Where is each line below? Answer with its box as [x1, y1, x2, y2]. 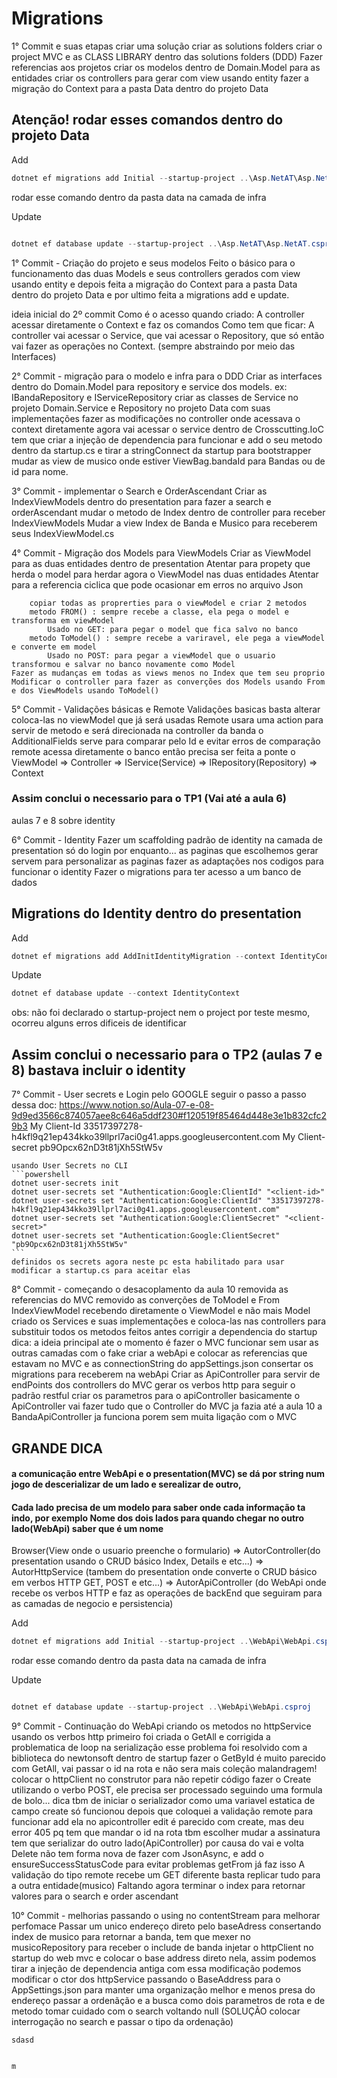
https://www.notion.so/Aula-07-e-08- [59, 1099, 215, 1111]
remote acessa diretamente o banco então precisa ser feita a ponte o [11, 745, 296, 757]
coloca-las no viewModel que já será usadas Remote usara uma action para [11, 713, 324, 726]
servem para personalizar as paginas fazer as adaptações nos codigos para [11, 855, 324, 867]
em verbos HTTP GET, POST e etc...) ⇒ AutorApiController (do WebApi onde [11, 1577, 327, 1589]
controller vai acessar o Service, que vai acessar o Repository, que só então [11, 329, 325, 341]
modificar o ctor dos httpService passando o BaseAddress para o [11, 1973, 281, 1986]
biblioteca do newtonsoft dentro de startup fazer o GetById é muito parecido [11, 1752, 326, 1764]
